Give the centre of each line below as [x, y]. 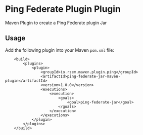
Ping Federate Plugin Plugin [63, 9]
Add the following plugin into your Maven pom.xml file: [60, 50]
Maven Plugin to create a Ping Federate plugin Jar [56, 23]
